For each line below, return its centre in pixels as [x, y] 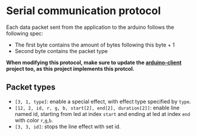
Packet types [31, 87]
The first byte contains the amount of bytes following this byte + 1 [95, 45]
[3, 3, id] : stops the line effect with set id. [68, 126]
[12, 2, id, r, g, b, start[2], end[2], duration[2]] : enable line [97, 108]
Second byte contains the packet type [61, 51]
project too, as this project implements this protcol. [70, 68]
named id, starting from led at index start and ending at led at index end [102, 114]
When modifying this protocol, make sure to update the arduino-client [94, 62]
